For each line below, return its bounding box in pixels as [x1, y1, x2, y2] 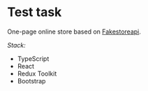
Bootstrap [17, 76, 46, 85]
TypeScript [17, 54, 50, 63]
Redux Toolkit [17, 69, 57, 78]
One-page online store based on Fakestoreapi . [7, 27, 142, 36]
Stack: [7, 41, 26, 49]
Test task [7, 4, 62, 20]
